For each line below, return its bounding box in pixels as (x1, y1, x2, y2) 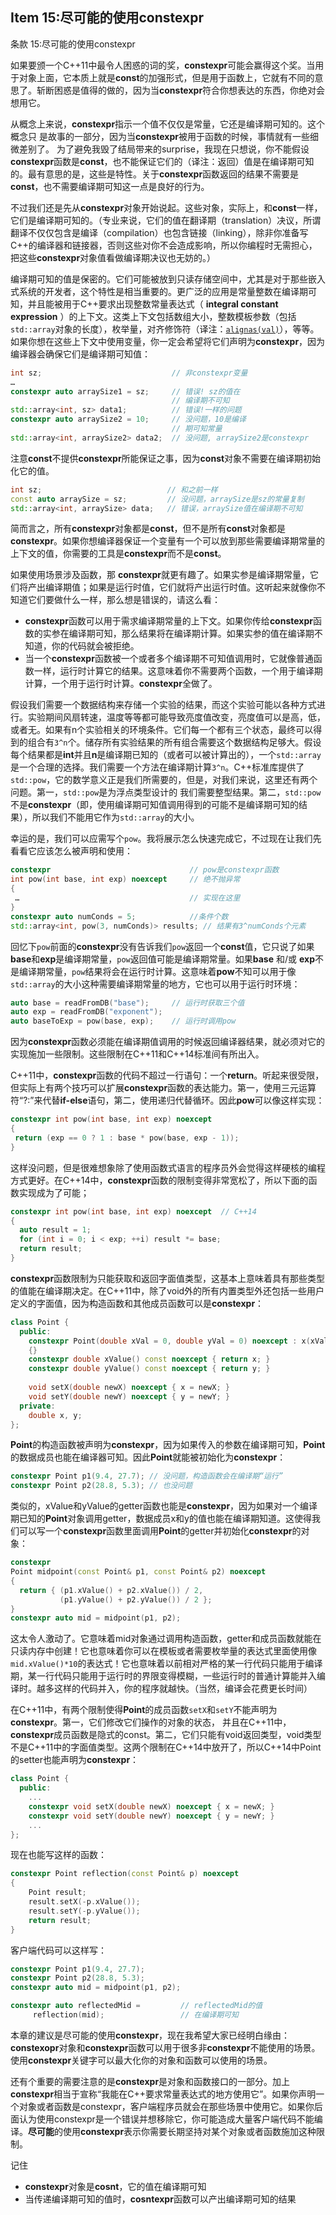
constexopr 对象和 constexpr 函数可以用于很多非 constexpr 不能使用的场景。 (10, 2041, 321, 2053)
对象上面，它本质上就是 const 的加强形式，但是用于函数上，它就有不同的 (18, 71, 315, 83)
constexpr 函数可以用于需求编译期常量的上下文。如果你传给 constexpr (24, 615, 313, 627)
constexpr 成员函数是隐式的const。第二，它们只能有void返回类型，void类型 (10, 1729, 322, 1741)
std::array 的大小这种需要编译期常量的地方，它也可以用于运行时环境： (10, 978, 301, 990)
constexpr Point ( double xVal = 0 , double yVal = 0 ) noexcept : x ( (28, 1336, 311, 1346)
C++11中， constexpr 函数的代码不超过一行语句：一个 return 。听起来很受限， (10, 1069, 325, 1082)
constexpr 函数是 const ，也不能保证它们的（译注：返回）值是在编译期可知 (10, 155, 315, 167)
